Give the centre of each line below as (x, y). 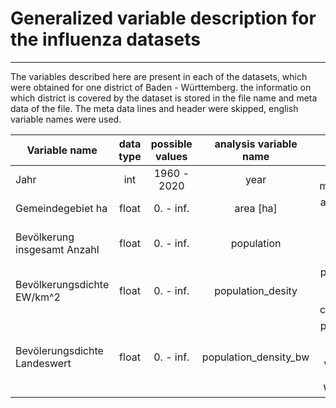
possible (171, 144)
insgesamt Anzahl (57, 249)
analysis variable (256, 144)
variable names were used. (66, 119)
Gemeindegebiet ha (61, 208)
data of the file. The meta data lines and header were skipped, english (154, 108)
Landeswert (43, 363)
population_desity (256, 290)
